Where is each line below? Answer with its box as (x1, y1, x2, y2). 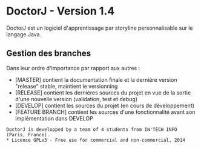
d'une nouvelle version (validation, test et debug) (15, 95, 138, 102)
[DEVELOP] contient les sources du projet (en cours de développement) (15, 102, 195, 109)
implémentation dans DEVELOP (15, 114, 94, 122)
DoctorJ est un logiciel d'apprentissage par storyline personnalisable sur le (6, 24, 193, 31)
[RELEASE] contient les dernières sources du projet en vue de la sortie (15, 89, 191, 96)
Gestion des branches (6, 48, 91, 59)
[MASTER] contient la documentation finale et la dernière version (15, 76, 177, 83)
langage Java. (6, 30, 41, 38)
